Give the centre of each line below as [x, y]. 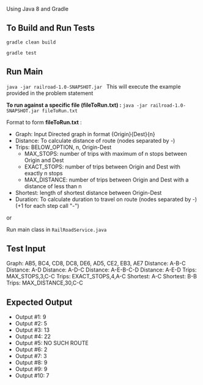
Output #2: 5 [31, 324]
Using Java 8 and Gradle [38, 9]
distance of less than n [53, 186]
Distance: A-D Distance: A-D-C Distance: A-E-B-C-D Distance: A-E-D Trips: [102, 270]
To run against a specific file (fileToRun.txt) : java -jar [77, 105]
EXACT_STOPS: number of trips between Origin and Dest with [102, 166]
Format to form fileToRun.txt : [44, 122]
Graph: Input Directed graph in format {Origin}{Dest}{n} [85, 134]
